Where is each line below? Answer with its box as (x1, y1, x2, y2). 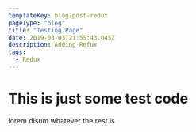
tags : (8, 48, 26, 56)
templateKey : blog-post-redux (8, 11, 109, 20)
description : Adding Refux (8, 41, 98, 49)
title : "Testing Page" (8, 26, 83, 34)
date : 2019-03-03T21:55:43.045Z (8, 33, 115, 42)
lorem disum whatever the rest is (8, 115, 115, 125)
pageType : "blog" (8, 19, 66, 27)
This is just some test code (8, 90, 189, 107)
